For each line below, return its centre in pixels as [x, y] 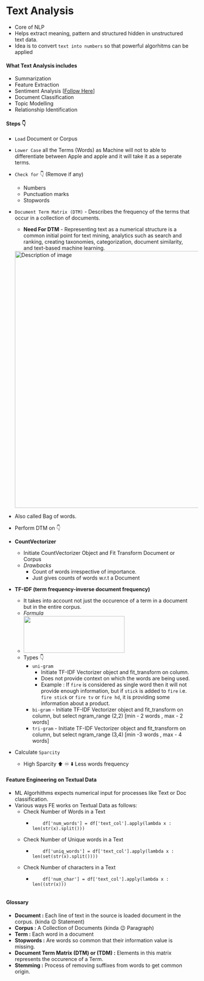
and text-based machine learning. [64, 248]
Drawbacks [37, 565]
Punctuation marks [46, 194]
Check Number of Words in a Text [64, 811]
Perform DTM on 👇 [38, 528]
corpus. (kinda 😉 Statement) [50, 921]
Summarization [33, 79]
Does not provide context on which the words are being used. [115, 679]
